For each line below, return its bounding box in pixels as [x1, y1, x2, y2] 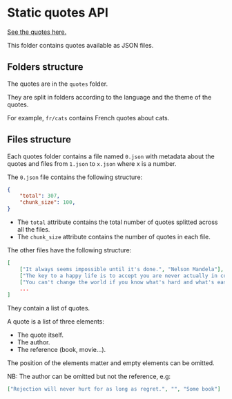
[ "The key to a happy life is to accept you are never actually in [19, 272, 217, 279]
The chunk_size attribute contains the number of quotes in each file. [17, 233, 211, 241]
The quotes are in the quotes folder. [7, 80, 108, 88]
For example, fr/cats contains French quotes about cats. [7, 113, 170, 122]
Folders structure [7, 61, 84, 73]
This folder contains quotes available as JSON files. [7, 41, 154, 49]
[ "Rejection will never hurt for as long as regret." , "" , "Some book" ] [7, 386, 221, 393]
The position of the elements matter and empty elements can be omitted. [7, 359, 215, 367]
